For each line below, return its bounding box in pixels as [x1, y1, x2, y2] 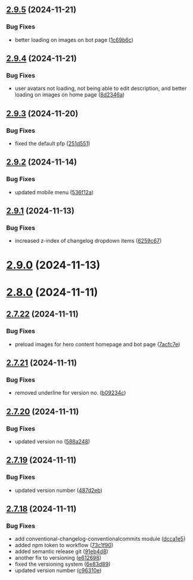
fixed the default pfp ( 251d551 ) [14, 140, 91, 147]
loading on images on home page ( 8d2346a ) [14, 91, 125, 98]
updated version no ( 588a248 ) [14, 438, 91, 445]
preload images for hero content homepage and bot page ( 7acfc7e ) [14, 340, 180, 348]
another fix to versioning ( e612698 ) [14, 554, 102, 562]
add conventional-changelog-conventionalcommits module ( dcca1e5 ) [14, 535, 186, 542]
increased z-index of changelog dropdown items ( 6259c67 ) [14, 237, 162, 244]
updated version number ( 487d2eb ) [14, 486, 103, 494]
